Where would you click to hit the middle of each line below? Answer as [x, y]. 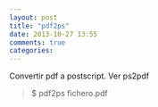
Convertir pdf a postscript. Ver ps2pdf [79, 76]
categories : [31, 51]
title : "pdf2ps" [39, 26]
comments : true [37, 42]
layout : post [33, 17]
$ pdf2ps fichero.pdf [70, 94]
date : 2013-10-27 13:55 [54, 34]
